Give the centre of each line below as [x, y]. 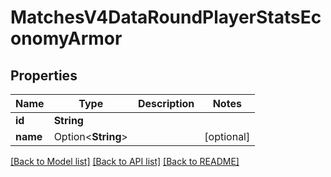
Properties [44, 75]
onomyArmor [66, 38]
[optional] [227, 136]
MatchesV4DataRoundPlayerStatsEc [166, 17]
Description [166, 103]
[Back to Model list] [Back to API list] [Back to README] [125, 161]
